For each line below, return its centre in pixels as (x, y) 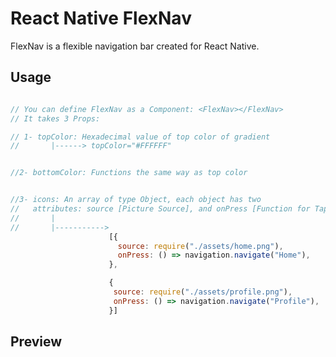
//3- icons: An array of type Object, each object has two (136, 200)
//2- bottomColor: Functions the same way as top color (129, 173)
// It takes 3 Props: (55, 118)
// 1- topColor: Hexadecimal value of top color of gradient (140, 137)
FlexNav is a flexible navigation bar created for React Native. (135, 46)
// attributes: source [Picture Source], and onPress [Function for (160, 209)
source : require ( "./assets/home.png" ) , (200, 246)
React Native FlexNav (101, 18)
